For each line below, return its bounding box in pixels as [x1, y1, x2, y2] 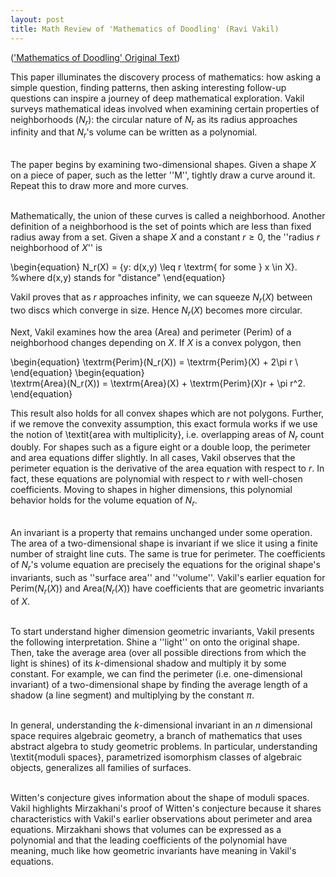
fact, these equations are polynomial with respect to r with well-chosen [10, 473, 303, 485]
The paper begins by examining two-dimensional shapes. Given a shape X [10, 159, 317, 171]
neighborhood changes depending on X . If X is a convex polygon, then [10, 336, 302, 348]
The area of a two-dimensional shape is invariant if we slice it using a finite [10, 537, 318, 550]
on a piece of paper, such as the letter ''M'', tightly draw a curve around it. [10, 169, 316, 181]
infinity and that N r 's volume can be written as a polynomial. [10, 126, 258, 141]
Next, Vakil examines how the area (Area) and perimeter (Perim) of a [10, 326, 292, 338]
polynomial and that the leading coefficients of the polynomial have [10, 834, 288, 846]
